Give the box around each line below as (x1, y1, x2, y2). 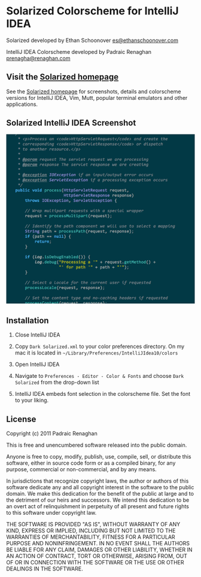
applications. (6, 100, 38, 108)
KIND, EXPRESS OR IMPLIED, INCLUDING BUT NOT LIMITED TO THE (6, 527, 176, 535)
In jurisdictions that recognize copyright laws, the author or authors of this (6, 477, 189, 485)
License (6, 414, 36, 424)
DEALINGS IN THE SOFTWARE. (6, 565, 83, 572)
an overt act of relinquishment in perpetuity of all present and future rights (6, 503, 190, 510)
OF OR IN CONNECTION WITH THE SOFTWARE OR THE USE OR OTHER (6, 559, 184, 566)
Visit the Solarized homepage (6, 72, 119, 82)
